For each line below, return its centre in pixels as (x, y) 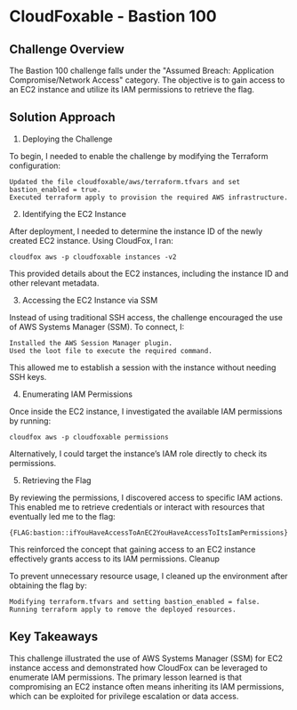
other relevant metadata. (54, 283)
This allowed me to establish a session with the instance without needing (143, 367)
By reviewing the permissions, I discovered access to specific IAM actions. (146, 497)
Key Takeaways (54, 637)
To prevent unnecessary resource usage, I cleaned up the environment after (148, 576)
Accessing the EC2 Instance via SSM (90, 300)
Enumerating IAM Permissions (77, 394)
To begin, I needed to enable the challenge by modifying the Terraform (139, 156)
